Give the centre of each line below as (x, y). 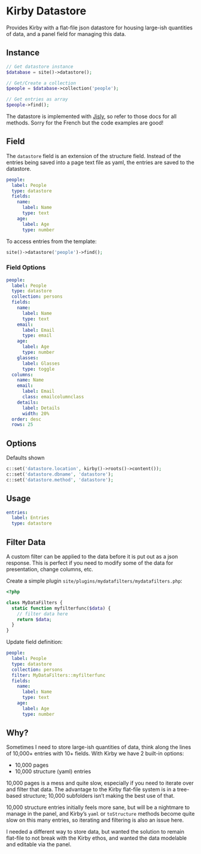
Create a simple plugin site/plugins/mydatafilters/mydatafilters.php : (94, 581)
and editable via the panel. (39, 844)
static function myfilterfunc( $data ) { (61, 608)
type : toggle (38, 369)
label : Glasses (41, 364)
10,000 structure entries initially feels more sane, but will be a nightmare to (98, 807)
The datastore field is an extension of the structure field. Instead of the (94, 156)
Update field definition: (34, 642)
